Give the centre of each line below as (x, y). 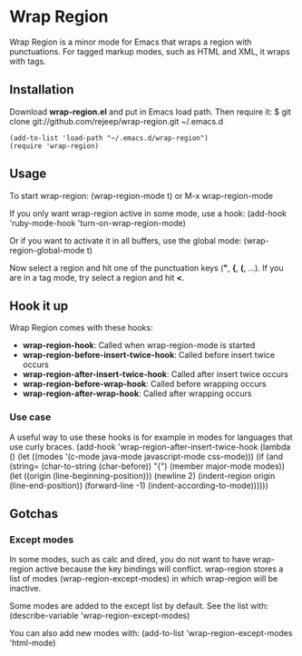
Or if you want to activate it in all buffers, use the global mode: (126, 240)
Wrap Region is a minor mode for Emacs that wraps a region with (131, 42)
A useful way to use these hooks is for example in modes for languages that (151, 437)
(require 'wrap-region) (54, 146)
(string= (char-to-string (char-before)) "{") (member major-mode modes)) (147, 466)
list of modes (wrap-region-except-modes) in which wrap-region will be (144, 579)
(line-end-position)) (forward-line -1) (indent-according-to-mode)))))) (139, 485)
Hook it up (39, 306)
